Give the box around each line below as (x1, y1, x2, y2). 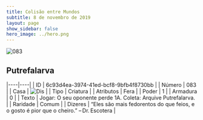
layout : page (6, 20, 39, 26)
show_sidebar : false (6, 25, 59, 32)
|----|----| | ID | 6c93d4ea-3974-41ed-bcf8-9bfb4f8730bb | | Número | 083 (6, 81, 197, 88)
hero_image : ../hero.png (6, 31, 69, 37)
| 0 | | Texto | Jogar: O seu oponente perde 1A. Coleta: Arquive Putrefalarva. (6, 94, 196, 101)
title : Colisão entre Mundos (6, 8, 80, 15)
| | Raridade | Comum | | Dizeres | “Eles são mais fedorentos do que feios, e (6, 100, 195, 107)
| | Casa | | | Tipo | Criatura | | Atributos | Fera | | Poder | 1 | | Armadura (6, 87, 198, 95)
